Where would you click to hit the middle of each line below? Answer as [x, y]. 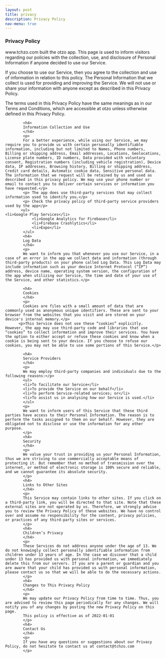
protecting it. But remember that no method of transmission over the [80, 463]
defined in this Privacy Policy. [35, 114]
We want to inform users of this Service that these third [85, 411]
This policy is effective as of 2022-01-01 [69, 616]
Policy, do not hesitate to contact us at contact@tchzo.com [70, 646]
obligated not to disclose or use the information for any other [74, 424]
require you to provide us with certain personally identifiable [74, 145]
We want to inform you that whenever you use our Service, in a [91, 254]
